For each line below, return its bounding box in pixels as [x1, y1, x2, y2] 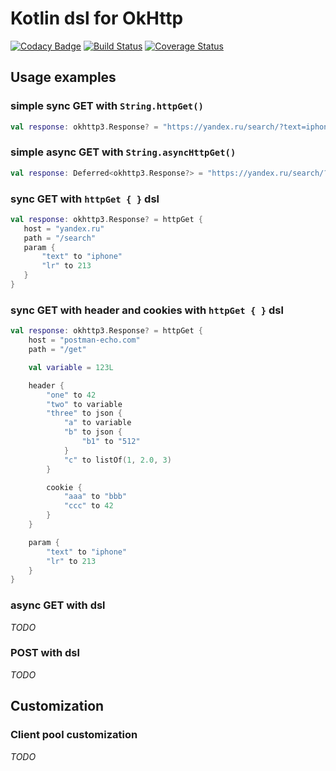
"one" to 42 [46, 390, 97, 400]
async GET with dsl [10, 598, 106, 612]
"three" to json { [46, 408, 123, 419]
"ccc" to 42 [63, 501, 114, 511]
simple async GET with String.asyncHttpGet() [10, 145, 237, 159]
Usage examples [10, 69, 117, 86]
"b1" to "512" [81, 437, 141, 447]
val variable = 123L [28, 362, 114, 372]
